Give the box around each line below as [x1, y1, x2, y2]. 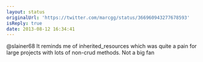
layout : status [6, 9, 45, 15]
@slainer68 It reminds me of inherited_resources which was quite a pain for [6, 43, 197, 50]
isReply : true [6, 20, 43, 26]
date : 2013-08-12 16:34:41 [6, 26, 75, 32]
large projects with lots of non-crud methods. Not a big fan [6, 49, 155, 57]
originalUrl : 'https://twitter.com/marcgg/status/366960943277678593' [6, 15, 190, 21]
